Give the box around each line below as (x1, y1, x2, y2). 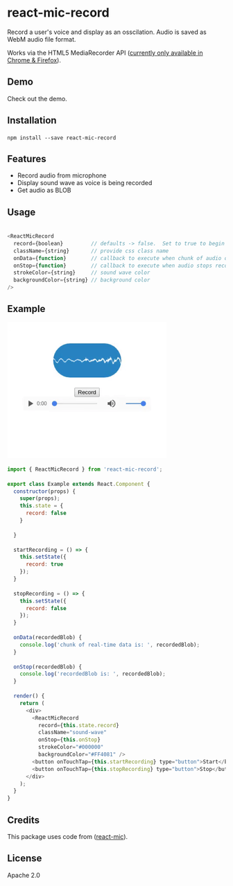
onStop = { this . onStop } (37, 736, 101, 743)
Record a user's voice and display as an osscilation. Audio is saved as (7, 28, 207, 36)
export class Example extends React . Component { (7, 480, 150, 487)
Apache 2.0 (7, 871, 40, 879)
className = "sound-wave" (37, 729, 107, 736)
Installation (7, 114, 57, 126)
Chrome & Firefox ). (7, 55, 61, 64)
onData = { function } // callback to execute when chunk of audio (13, 254, 222, 261)
